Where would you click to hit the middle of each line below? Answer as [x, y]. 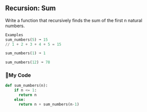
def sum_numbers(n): [27, 86]
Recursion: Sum [30, 8]
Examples [14, 35]
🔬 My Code [18, 75]
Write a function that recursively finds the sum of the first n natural [74, 20]
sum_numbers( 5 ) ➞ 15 [27, 40]
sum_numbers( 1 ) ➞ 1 [25, 53]
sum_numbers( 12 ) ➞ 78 [28, 62]
